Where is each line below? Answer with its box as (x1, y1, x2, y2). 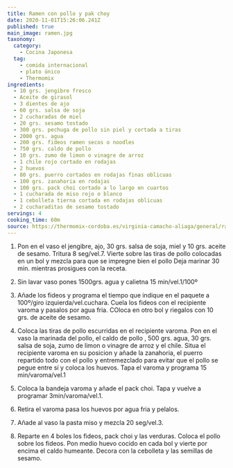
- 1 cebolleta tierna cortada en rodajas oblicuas (13, 197, 163, 205)
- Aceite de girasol (13, 94, 73, 101)
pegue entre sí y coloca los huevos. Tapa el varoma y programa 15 (17, 363, 207, 372)
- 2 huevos (13, 164, 45, 172)
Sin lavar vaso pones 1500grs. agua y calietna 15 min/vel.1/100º (17, 277, 198, 286)
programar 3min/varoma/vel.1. (17, 391, 103, 399)
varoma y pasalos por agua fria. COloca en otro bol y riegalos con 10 (17, 306, 214, 314)
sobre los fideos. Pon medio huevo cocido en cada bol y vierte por (17, 439, 208, 447)
